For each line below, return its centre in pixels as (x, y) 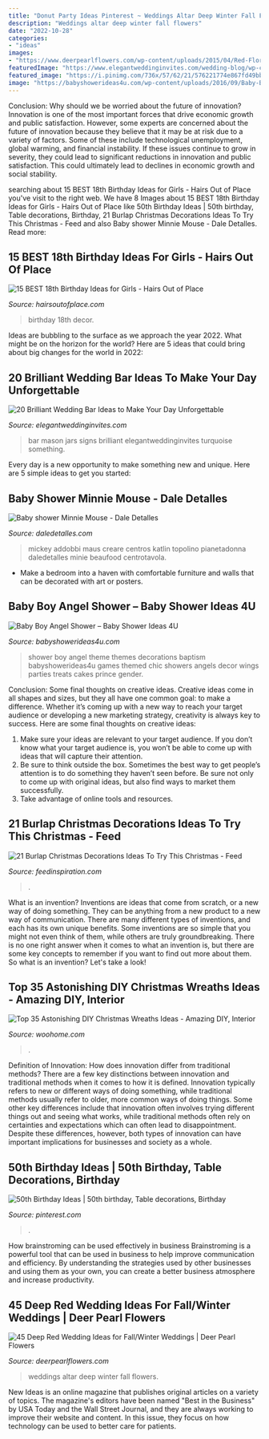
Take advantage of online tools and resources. (96, 798)
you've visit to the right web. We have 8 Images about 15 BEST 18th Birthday (134, 198)
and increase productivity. (51, 1280)
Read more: (27, 232)
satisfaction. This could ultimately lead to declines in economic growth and (131, 165)
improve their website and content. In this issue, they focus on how (119, 1417)
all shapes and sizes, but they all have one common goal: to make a (119, 697)
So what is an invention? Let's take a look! (77, 962)
